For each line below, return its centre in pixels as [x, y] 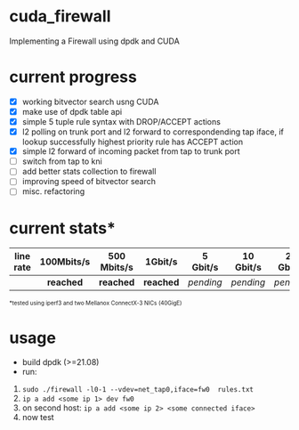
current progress [73, 77]
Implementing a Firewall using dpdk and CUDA [94, 41]
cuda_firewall [60, 16]
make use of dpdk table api [72, 111]
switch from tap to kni [62, 161]
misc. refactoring [53, 191]
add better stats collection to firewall [89, 172]
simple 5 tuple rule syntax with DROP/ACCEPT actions [121, 122]
